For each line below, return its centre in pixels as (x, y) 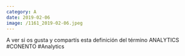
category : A (21, 12)
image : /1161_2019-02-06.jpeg (45, 23)
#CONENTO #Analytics (36, 46)
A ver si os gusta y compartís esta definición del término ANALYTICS (93, 40)
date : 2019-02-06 (28, 17)
